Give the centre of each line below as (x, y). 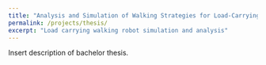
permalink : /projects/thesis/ (58, 23)
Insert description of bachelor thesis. (68, 53)
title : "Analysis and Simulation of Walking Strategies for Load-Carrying (134, 15)
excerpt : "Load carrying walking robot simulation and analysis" (118, 30)
